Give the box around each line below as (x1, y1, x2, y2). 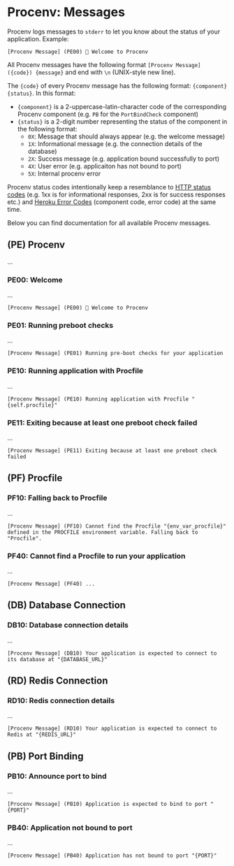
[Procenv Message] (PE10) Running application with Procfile (7, 396, 189, 403)
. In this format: (32, 89, 76, 97)
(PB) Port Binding (7, 750, 84, 762)
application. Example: (7, 34, 69, 43)
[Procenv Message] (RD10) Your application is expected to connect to (7, 725, 217, 733)
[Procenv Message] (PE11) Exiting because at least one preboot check (7, 447, 217, 454)
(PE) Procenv (7, 239, 65, 251)
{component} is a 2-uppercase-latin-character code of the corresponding (17, 102, 227, 110)
